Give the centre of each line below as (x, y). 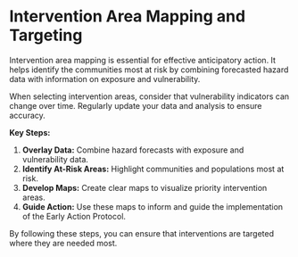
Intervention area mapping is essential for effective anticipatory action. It (143, 60)
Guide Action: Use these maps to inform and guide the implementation (153, 206)
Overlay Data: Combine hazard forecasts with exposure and (133, 150)
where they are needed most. (63, 243)
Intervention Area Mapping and (128, 17)
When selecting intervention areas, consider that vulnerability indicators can (149, 96)
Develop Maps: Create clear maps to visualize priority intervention (145, 187)
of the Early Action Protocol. (74, 216)
